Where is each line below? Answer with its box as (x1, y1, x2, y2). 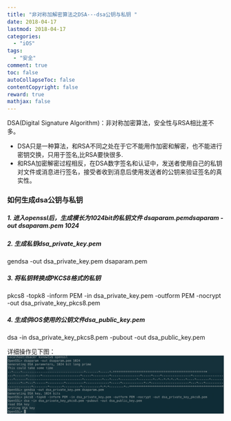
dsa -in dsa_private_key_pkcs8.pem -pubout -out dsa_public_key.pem (7, 334, 206, 342)
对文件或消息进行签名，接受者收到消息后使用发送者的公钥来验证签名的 (16, 168, 217, 176)
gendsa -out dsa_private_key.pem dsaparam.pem (7, 257, 148, 266)
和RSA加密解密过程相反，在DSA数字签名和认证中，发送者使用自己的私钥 (16, 159, 223, 168)
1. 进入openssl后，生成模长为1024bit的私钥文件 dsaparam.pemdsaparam (7, 213, 219, 222)
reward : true (7, 91, 45, 98)
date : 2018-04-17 (7, 18, 57, 25)
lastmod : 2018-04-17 (7, 25, 67, 32)
